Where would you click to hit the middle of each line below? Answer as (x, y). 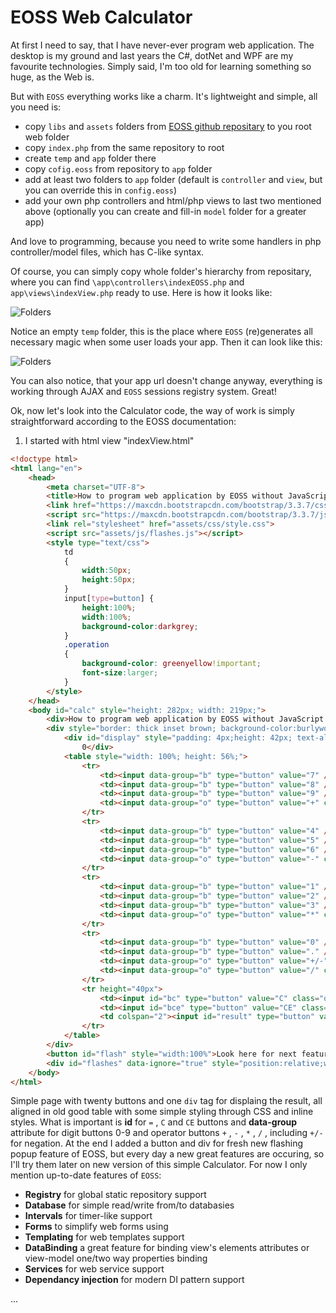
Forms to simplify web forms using (96, 1227)
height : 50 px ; (109, 580)
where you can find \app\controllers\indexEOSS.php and (127, 282)
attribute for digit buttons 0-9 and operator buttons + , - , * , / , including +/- (167, 1133)
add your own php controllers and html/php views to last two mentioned (173, 200)
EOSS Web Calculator (101, 17)
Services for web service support (94, 1269)
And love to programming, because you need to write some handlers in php (166, 241)
